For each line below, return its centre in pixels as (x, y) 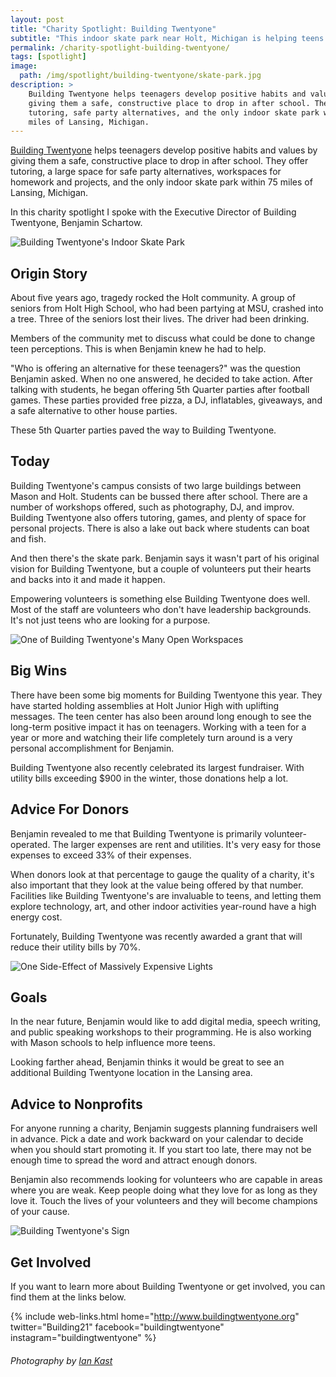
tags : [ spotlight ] (48, 57)
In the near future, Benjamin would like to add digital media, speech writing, (166, 1022)
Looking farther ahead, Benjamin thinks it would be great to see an (147, 1062)
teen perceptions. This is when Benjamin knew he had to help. (138, 349)
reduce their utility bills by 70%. (75, 947)
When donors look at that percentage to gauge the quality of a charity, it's (162, 874)
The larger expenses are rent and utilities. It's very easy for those (187, 844)
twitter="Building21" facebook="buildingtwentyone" (117, 1327)
